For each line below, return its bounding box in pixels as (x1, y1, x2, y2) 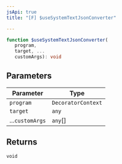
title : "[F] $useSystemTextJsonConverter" (6, 15, 116, 21)
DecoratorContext (51, 99, 102, 106)
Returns (6, 137, 38, 147)
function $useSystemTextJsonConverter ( (6, 37, 109, 43)
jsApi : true (6, 9, 37, 15)
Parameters (6, 71, 52, 81)
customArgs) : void (14, 54, 62, 60)
